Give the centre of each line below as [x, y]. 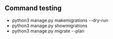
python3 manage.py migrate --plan [48, 31]
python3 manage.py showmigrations [50, 25]
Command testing [33, 8]
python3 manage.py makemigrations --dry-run [60, 20]
